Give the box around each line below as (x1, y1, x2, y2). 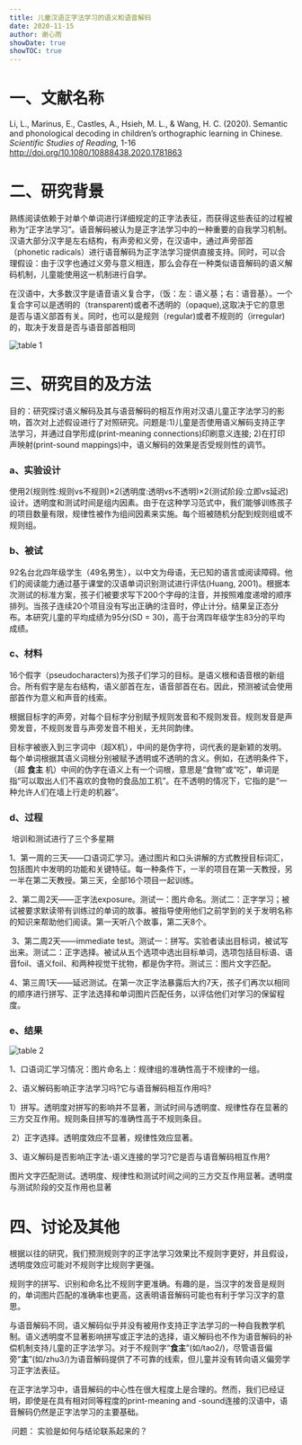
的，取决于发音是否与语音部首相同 (9, 322, 136, 333)
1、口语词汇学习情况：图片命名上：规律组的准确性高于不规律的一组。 (9, 1064, 265, 1075)
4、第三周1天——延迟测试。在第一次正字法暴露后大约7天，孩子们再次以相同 (9, 977, 290, 988)
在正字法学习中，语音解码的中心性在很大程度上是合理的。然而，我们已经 (9, 1384, 277, 1395)
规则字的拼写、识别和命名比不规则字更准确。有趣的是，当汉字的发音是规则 (9, 1279, 285, 1289)
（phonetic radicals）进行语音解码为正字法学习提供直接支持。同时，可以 (9, 246, 279, 257)
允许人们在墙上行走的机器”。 (16, 786, 124, 797)
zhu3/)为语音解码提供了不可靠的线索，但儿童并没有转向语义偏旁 (45, 1354, 283, 1365)
